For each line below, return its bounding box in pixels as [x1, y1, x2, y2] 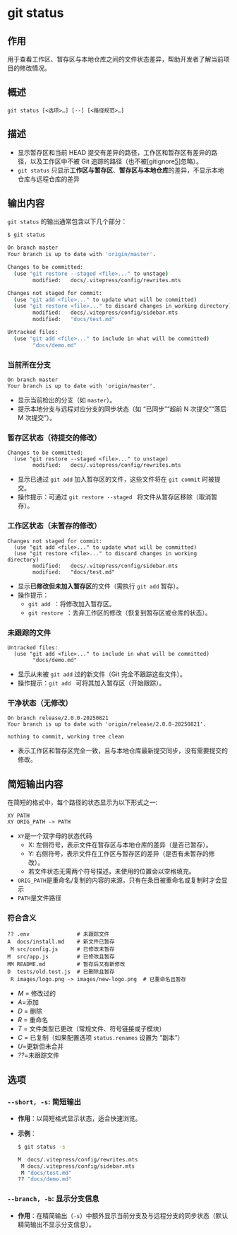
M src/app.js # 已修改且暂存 [7, 953, 115, 961]
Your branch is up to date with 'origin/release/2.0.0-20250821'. [7, 721, 207, 728]
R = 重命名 [17, 1016, 48, 1024]
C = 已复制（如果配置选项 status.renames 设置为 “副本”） [17, 1033, 184, 1042]
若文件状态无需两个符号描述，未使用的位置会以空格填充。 [28, 866, 195, 875]
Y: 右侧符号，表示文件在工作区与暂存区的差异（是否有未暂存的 [28, 849, 209, 857]
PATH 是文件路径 [17, 893, 62, 902]
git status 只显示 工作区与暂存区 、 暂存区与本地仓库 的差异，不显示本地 [17, 166, 224, 174]
